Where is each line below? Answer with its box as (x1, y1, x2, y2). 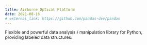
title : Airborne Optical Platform (5, 7, 75, 12)
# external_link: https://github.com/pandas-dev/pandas (5, 16, 120, 21)
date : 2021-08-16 (5, 12, 40, 16)
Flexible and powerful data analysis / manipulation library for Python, (5, 30, 143, 35)
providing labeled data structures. (5, 34, 73, 40)
